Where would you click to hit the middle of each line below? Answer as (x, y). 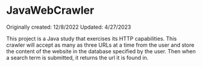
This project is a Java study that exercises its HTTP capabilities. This (91, 38)
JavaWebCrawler (50, 10)
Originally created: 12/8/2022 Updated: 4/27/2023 (69, 27)
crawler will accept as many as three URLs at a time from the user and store (100, 45)
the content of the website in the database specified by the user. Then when (101, 51)
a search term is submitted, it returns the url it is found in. (77, 57)
